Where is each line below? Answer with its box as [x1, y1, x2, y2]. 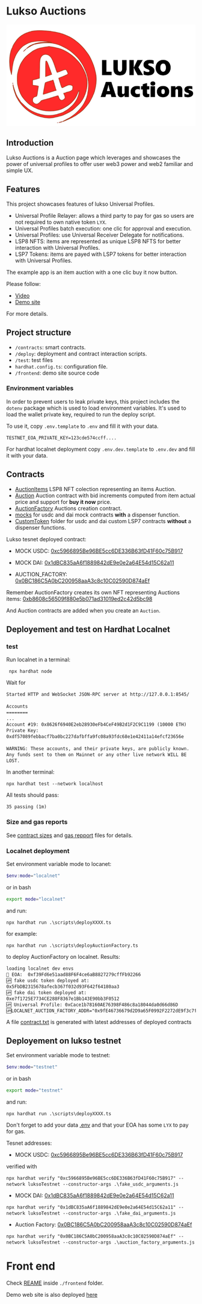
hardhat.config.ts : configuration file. [14, 363, 108, 370]
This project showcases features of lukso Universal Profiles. [6, 200, 155, 208]
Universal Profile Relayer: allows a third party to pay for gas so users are [14, 212, 194, 219]
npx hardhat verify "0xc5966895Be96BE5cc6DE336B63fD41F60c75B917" [6, 1175, 176, 1182]
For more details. [6, 310, 48, 317]
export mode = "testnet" [6, 1087, 63, 1093]
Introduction [6, 138, 54, 148]
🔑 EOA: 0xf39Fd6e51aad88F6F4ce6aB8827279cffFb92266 [6, 972, 141, 978]
